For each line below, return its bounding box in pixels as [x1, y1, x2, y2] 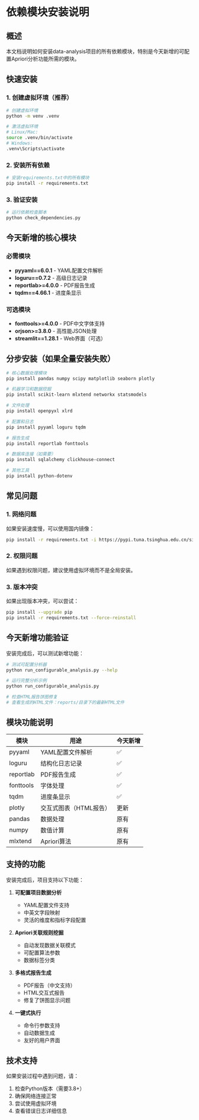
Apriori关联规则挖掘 [14, 929, 64, 936]
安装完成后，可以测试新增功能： [6, 649, 84, 657]
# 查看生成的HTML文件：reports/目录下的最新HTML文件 [6, 699, 125, 706]
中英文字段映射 [23, 908, 60, 916]
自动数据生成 [23, 1029, 55, 1036]
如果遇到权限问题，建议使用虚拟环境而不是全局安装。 [6, 566, 136, 573]
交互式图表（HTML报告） [40, 803, 111, 812]
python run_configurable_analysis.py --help [6, 667, 118, 673]
